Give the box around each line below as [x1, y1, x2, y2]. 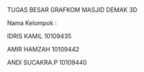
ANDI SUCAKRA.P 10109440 [7, 58, 87, 67]
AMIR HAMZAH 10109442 [7, 46, 80, 53]
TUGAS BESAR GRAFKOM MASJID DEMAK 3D [7, 6, 138, 14]
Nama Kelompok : [7, 19, 57, 26]
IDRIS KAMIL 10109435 [7, 32, 72, 40]
